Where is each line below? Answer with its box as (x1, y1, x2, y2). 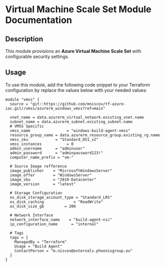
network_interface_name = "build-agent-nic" (10, 217, 113, 222)
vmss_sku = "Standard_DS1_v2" (10, 137, 99, 142)
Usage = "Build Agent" (14, 244, 62, 249)
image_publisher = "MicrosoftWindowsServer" (10, 168, 113, 173)
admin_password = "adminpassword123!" (10, 150, 103, 156)
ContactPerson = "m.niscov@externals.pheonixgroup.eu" (14, 248, 133, 253)
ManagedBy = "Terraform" (14, 239, 67, 245)
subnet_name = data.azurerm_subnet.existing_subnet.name (10, 119, 133, 124)
